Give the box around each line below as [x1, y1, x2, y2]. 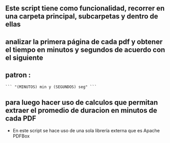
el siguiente [5, 53, 43, 62]
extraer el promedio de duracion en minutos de [5, 106, 157, 114]
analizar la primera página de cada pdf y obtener [5, 37, 163, 46]
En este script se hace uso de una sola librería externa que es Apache [12, 128, 160, 134]
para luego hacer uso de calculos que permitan [5, 98, 158, 107]
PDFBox [12, 133, 30, 139]
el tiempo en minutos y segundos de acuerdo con [5, 45, 165, 54]
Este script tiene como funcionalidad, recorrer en [5, 4, 165, 13]
